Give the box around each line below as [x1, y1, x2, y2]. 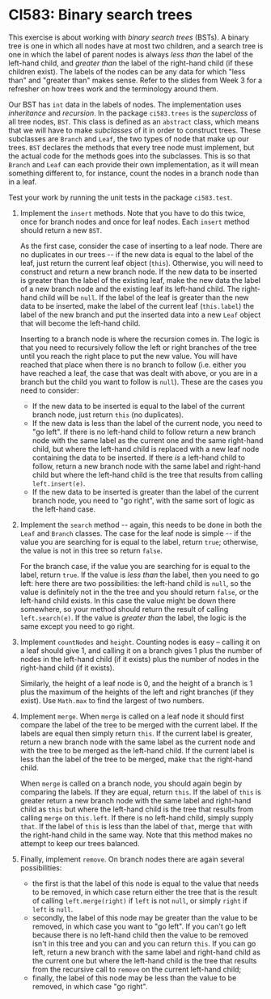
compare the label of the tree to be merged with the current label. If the [19, 719, 258, 729]
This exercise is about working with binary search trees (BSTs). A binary [8, 32, 249, 42]
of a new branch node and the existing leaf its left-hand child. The [19, 284, 240, 293]
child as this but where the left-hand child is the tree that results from [19, 804, 253, 814]
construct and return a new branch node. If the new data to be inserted [19, 267, 257, 276]
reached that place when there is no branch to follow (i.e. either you [19, 360, 247, 369]
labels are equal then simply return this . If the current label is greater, [19, 728, 253, 738]
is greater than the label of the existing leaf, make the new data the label [19, 275, 261, 285]
